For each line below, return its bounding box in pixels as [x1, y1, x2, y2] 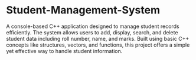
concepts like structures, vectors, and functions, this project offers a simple [6, 41, 190, 48]
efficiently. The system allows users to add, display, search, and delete [6, 29, 178, 36]
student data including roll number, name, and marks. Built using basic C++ [6, 35, 190, 42]
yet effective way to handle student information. [6, 47, 123, 54]
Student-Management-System [6, 3, 161, 17]
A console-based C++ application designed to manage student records [6, 23, 179, 30]
